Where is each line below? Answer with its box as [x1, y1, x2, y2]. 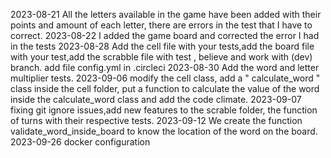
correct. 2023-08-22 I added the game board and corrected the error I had [10, 30, 320, 41]
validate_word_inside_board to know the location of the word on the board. [10, 125, 318, 137]
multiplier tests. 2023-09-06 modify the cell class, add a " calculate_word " [10, 72, 321, 84]
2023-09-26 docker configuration [10, 136, 151, 148]
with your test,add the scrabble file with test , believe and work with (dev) [10, 51, 313, 63]
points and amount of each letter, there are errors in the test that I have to [10, 19, 313, 31]
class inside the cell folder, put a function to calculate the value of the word [10, 83, 320, 94]
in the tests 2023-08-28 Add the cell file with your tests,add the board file [10, 40, 315, 52]
